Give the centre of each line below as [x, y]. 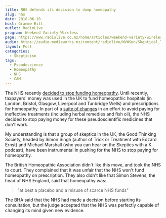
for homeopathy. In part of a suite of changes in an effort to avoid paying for [83, 109]
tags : [11, 60]
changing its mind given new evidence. [45, 210]
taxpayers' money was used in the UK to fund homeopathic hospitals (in [79, 98]
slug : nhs [15, 14]
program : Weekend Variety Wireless [42, 33]
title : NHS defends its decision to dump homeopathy [61, 10]
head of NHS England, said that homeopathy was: [56, 180]
